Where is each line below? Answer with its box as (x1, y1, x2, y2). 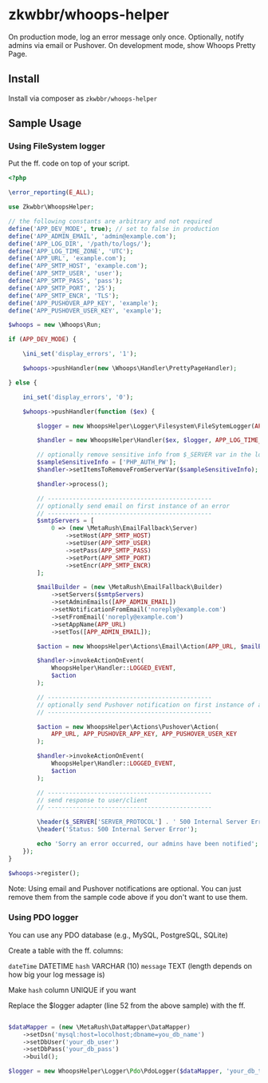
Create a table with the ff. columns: (8, 946, 124, 955)
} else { (8, 378, 37, 387)
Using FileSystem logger (8, 141, 105, 152)
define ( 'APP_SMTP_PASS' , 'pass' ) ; (8, 277, 124, 285)
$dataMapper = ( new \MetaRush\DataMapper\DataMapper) (8, 1023, 191, 1031)
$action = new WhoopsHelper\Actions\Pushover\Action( (37, 723, 219, 731)
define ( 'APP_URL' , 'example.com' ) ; (8, 254, 127, 263)
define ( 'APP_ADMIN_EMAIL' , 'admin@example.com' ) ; (8, 232, 177, 241)
